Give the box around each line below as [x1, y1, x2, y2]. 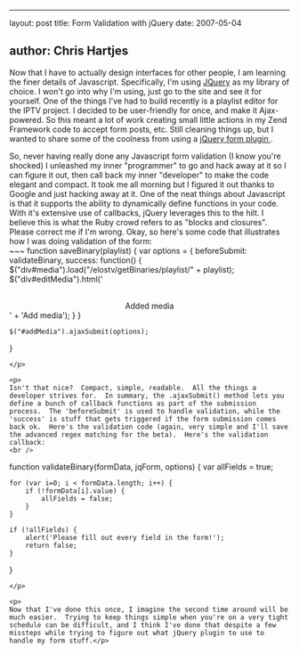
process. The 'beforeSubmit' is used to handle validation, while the [9, 406, 280, 415]
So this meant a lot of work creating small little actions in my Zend [45, 114, 287, 125]
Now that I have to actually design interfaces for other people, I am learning [9, 67, 287, 78]
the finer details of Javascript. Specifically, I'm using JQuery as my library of [9, 77, 290, 87]
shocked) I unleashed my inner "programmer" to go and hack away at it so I [9, 159, 287, 170]
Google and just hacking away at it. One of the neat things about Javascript [9, 188, 286, 199]
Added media [125, 300, 174, 311]
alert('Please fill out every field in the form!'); [25, 533, 225, 542]
